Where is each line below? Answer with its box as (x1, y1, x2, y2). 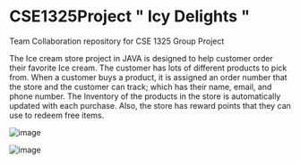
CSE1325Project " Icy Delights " (9, 6, 251, 27)
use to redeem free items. (9, 110, 105, 120)
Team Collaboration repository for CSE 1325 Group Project (9, 36, 225, 46)
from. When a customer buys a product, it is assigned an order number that (9, 71, 288, 82)
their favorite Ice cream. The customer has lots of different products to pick (9, 62, 287, 73)
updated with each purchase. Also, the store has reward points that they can (9, 100, 291, 111)
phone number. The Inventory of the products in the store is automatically (9, 91, 281, 102)
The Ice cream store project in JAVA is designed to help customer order (9, 53, 273, 63)
